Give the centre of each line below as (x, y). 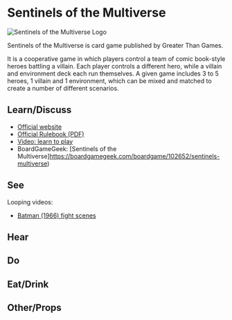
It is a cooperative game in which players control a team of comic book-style (116, 59)
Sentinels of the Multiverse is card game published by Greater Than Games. (115, 45)
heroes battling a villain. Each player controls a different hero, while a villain (115, 66)
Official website (39, 127)
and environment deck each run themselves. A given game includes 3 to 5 (113, 73)
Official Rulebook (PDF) (51, 134)
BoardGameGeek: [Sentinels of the (67, 149)
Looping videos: (30, 202)
